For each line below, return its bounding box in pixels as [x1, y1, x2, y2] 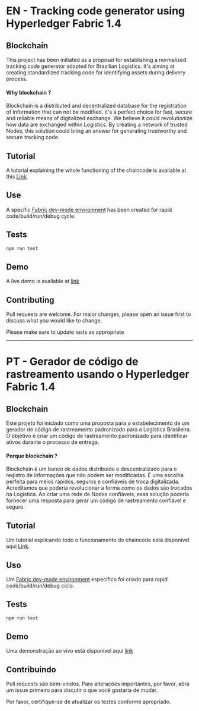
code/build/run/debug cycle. [6, 212, 76, 220]
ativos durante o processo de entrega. [6, 438, 99, 446]
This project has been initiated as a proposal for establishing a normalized [6, 57, 187, 63]
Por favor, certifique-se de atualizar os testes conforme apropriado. [6, 698, 171, 706]
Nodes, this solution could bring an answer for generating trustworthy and [6, 127, 187, 134]
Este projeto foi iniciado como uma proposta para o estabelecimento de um [6, 419, 190, 427]
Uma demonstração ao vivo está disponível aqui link [6, 647, 133, 654]
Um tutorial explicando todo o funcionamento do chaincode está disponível [6, 537, 190, 544]
